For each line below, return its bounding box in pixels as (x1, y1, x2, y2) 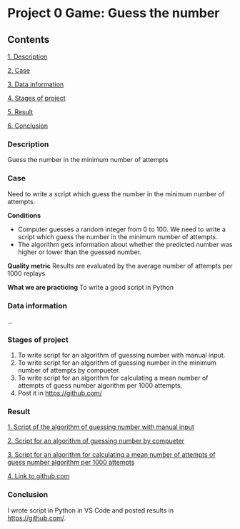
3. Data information (7, 80, 64, 89)
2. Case (7, 66, 31, 74)
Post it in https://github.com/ (17, 389, 102, 398)
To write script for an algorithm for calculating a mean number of (17, 373, 209, 383)
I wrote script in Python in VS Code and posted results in (7, 505, 174, 515)
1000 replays (7, 269, 46, 278)
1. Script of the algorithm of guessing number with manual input (7, 423, 194, 431)
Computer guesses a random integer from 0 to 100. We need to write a (17, 225, 226, 233)
